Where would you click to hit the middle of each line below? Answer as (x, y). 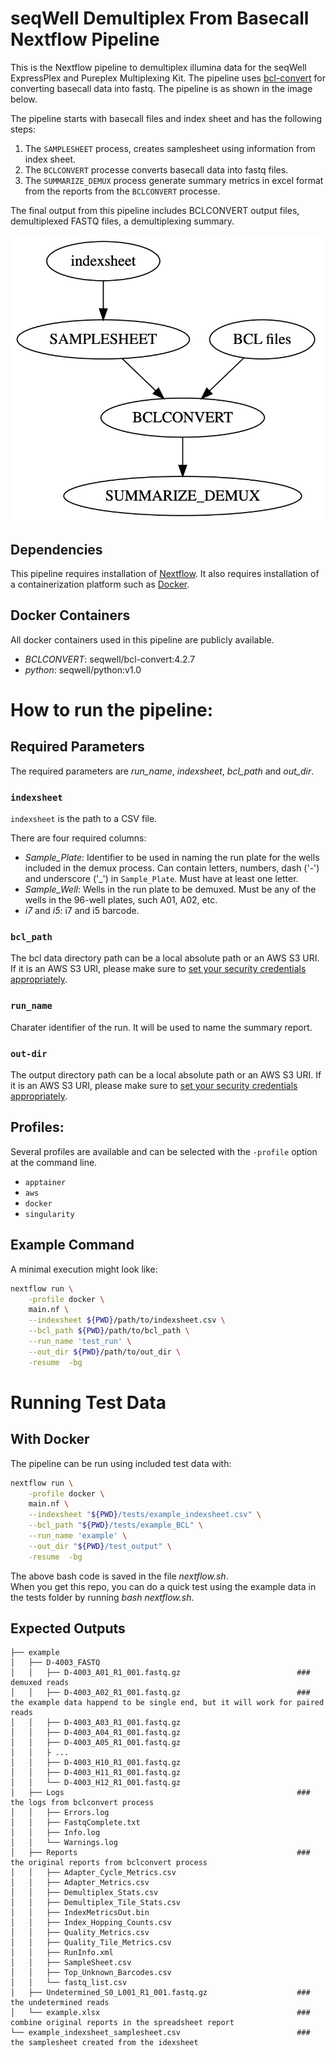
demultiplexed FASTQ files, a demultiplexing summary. (122, 221)
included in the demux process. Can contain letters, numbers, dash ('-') (172, 868)
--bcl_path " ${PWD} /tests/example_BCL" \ (115, 1525)
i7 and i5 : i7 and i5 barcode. (82, 911)
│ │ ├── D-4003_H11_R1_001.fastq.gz (96, 1773)
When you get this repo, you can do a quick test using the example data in (163, 1586)
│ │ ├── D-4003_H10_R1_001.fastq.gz (96, 1763)
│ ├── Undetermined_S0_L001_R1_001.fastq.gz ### (160, 1993)
